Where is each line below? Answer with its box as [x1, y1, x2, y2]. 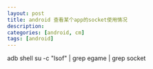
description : [7, 23, 45, 29]
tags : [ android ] [7, 36, 54, 42]
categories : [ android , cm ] [7, 29, 85, 36]
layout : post [7, 10, 45, 17]
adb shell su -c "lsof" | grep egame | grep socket [7, 54, 146, 62]
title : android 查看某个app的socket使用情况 [7, 16, 127, 23]
